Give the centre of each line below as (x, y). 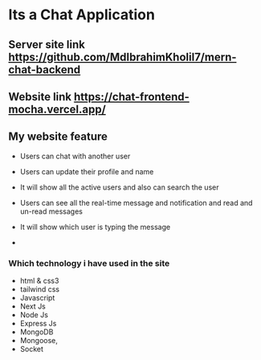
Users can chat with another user (75, 156)
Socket (32, 349)
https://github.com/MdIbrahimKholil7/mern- (122, 57)
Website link (40, 97)
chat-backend (45, 70)
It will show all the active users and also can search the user (119, 187)
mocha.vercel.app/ (57, 109)
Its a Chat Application (82, 15)
